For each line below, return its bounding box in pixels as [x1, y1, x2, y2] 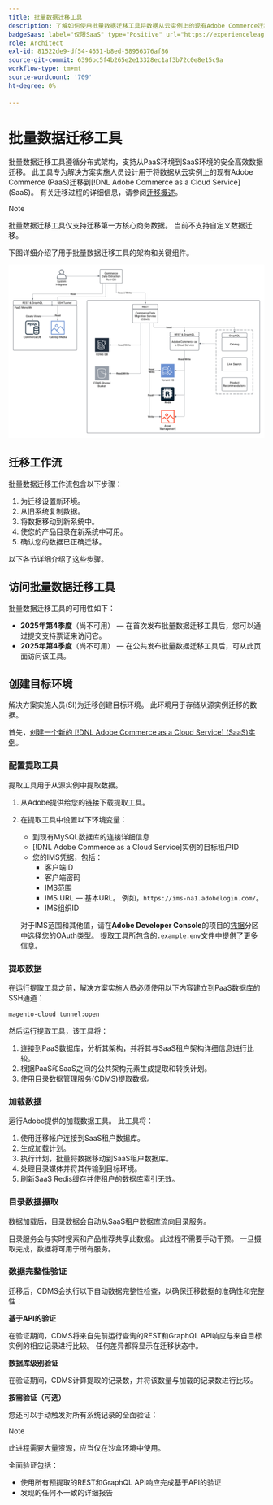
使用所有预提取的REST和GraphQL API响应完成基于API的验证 [19, 1477, 222, 1487]
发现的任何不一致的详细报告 [19, 1487, 114, 1497]
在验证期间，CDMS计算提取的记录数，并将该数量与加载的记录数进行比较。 [8, 1375, 258, 1385]
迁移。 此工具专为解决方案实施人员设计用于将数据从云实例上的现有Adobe [8, 167, 253, 177]
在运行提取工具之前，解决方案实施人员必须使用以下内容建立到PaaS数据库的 [8, 983, 261, 993]
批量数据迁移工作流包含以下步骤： [8, 479, 123, 488]
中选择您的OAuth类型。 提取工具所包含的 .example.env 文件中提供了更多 [19, 930, 258, 940]
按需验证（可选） [8, 1392, 66, 1402]
